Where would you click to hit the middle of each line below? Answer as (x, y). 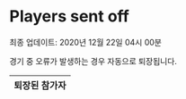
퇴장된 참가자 (40, 85)
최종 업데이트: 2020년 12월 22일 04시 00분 (85, 42)
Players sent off (70, 16)
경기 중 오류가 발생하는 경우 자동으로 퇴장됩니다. (93, 61)
